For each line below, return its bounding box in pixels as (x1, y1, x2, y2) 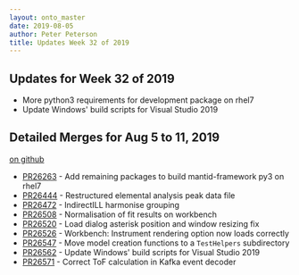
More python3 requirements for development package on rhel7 (21, 95, 254, 105)
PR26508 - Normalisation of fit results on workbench (21, 209, 217, 220)
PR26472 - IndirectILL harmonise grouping (21, 199, 180, 210)
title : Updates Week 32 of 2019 (9, 37, 129, 47)
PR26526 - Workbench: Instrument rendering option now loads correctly (21, 228, 290, 238)
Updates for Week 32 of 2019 (9, 71, 176, 86)
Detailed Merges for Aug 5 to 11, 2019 (9, 130, 220, 146)
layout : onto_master (9, 12, 87, 22)
